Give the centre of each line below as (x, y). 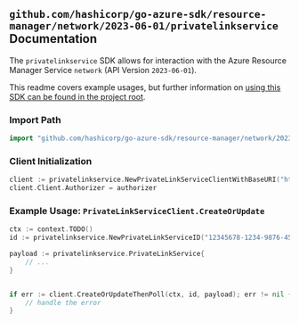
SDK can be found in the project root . (77, 96)
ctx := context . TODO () (51, 229)
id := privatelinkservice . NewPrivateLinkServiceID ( (107, 238)
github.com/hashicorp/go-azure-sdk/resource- (138, 15)
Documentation (53, 39)
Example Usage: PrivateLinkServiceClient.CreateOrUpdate (137, 211)
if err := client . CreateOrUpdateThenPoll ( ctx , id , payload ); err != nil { (151, 294)
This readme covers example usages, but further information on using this (145, 87)
